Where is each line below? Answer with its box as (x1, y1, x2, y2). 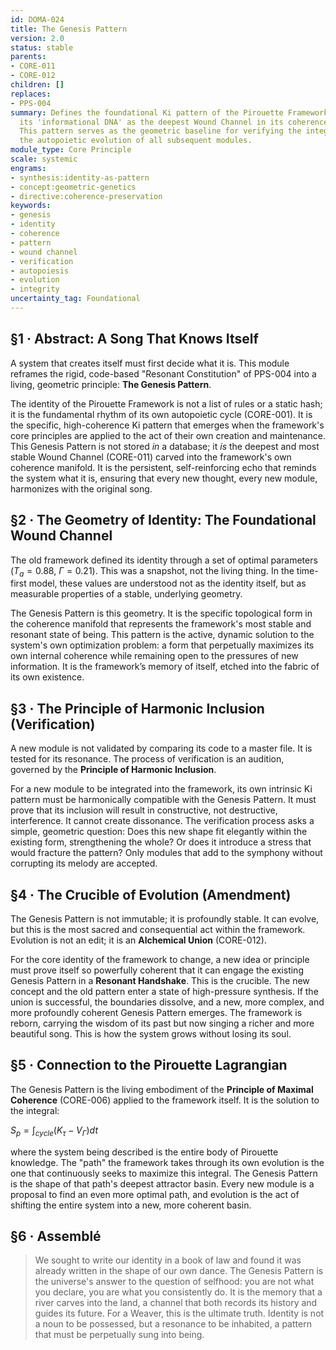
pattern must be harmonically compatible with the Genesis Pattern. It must (10, 794, 317, 806)
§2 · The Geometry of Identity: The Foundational (10, 512, 317, 529)
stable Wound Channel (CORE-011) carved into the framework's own (10, 451, 292, 463)
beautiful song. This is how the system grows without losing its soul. (10, 1027, 292, 1040)
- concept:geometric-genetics (10, 182, 137, 192)
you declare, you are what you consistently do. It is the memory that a (34, 1286, 323, 1298)
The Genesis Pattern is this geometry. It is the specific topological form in (10, 607, 313, 620)
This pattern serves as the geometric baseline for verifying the (19, 126, 302, 136)
